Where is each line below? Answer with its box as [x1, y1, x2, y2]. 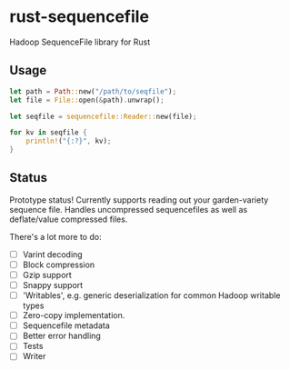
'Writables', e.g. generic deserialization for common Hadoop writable [22, 290, 281, 301]
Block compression [22, 259, 95, 270]
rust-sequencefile [9, 6, 150, 27]
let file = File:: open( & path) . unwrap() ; [9, 95, 165, 105]
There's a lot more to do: [9, 231, 102, 242]
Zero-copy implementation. [22, 310, 125, 321]
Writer [22, 351, 46, 362]
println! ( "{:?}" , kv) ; [25, 136, 112, 146]
